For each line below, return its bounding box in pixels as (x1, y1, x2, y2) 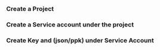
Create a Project (6, 5, 54, 13)
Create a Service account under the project (6, 20, 134, 28)
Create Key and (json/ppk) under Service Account (6, 36, 154, 44)
